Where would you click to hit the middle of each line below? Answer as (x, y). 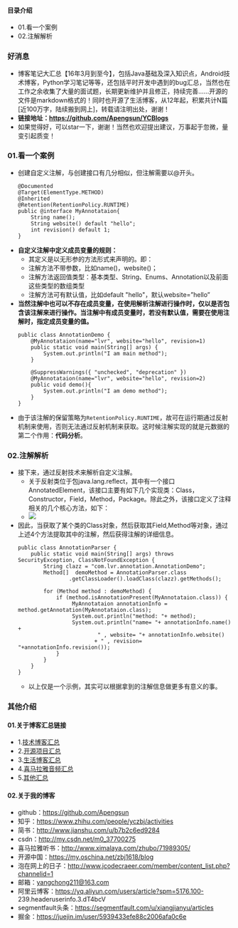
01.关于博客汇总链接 (37, 725)
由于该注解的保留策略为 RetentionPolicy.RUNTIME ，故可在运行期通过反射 (123, 417)
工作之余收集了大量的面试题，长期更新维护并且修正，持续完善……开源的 (123, 91)
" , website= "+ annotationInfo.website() (161, 635)
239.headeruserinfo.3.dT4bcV (62, 900)
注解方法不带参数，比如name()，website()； (93, 268)
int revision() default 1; (71, 230)
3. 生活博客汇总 (39, 760)
